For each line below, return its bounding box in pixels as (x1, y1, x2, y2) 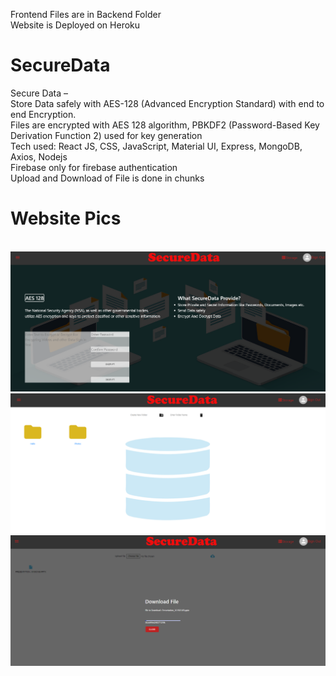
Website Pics (10, 207, 122, 230)
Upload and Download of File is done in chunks (10, 172, 205, 184)
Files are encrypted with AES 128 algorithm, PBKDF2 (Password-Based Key (10, 119, 320, 131)
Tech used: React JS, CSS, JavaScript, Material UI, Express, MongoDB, (10, 140, 303, 152)
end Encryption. (10, 108, 77, 120)
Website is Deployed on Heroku (10, 19, 141, 31)
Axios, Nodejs (10, 150, 68, 163)
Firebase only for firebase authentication (10, 161, 178, 173)
